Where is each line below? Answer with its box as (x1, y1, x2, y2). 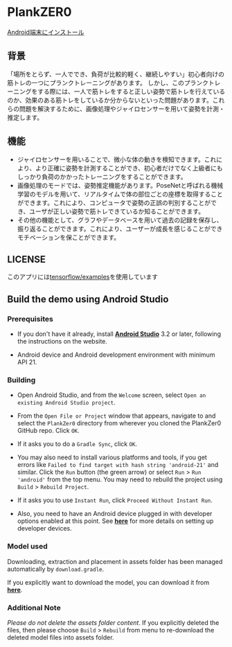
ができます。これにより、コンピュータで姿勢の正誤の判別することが (17, 198, 211, 206)
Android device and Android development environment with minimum (17, 351, 215, 359)
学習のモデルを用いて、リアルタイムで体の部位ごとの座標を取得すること (17, 190, 224, 198)
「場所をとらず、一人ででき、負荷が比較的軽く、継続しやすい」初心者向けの (7, 70, 225, 78)
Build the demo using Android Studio (7, 293, 169, 305)
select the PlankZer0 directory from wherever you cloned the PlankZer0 (17, 419, 222, 427)
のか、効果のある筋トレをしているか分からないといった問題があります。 (7, 96, 213, 104)
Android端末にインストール (7, 28, 84, 36)
